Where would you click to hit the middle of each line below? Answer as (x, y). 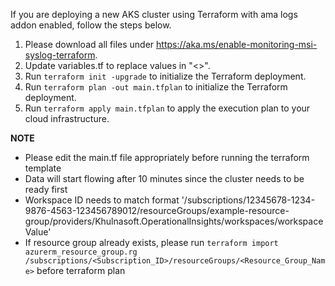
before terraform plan (81, 270)
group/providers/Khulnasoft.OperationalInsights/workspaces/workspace (174, 221)
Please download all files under (89, 44)
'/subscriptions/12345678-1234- (248, 200)
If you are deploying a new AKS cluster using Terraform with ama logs (154, 14)
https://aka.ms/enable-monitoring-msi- (237, 44)
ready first (46, 189)
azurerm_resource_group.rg (81, 252)
